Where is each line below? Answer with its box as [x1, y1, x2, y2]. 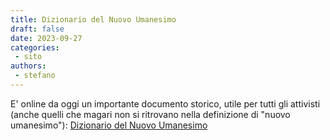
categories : [10, 42, 60, 53]
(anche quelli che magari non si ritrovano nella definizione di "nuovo [10, 108, 291, 120]
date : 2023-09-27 [10, 33, 83, 43]
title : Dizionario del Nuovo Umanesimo [10, 14, 177, 25]
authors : [10, 61, 47, 71]
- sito [14, 52, 43, 62]
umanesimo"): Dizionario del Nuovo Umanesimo [10, 119, 208, 131]
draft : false [10, 24, 65, 34]
